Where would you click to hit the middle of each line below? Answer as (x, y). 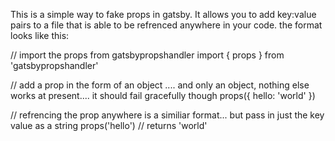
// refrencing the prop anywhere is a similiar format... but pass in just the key (167, 115)
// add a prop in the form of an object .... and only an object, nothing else (160, 85)
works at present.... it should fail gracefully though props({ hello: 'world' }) (163, 95)
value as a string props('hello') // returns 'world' (109, 125)
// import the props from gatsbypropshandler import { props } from (147, 55)
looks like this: (40, 35)
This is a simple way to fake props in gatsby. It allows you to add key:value (163, 14)
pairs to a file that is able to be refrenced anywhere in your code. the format (166, 25)
